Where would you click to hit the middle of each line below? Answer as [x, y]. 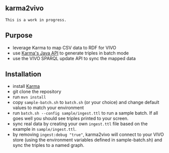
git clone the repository [37, 92]
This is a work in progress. [36, 20]
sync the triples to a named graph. [48, 145]
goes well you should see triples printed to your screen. [71, 119]
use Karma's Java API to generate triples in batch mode [71, 53]
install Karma [26, 86]
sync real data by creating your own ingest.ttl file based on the [80, 124]
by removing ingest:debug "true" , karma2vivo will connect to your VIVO [88, 135]
